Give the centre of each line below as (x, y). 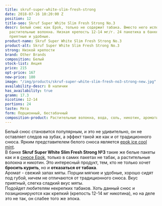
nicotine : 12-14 (21, 100)
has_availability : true (29, 91)
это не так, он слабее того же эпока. (43, 198)
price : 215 (16, 68)
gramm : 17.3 (17, 95)
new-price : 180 (20, 77)
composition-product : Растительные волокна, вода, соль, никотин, (73, 118)
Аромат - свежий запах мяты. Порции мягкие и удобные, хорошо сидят (79, 173)
